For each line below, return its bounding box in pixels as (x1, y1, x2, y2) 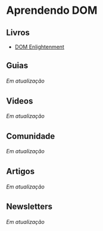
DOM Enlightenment (14, 43, 64, 50)
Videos (6, 96, 33, 106)
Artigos (6, 166, 35, 177)
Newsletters (6, 202, 52, 212)
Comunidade (6, 131, 55, 141)
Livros (6, 28, 30, 38)
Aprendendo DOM (6, 4, 98, 17)
